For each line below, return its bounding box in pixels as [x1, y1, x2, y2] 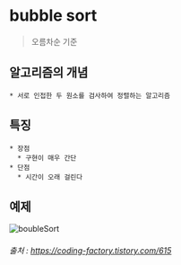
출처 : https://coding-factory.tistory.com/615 [9, 244, 172, 256]
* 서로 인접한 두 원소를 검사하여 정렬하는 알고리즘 [9, 91, 170, 100]
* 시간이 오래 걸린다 [17, 172, 83, 181]
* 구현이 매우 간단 [17, 154, 77, 163]
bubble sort [9, 5, 98, 26]
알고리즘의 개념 [9, 65, 89, 81]
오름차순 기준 [30, 36, 78, 47]
